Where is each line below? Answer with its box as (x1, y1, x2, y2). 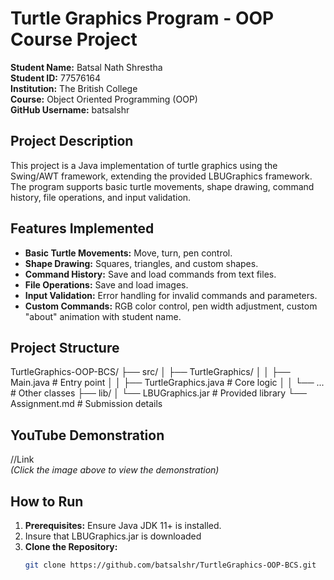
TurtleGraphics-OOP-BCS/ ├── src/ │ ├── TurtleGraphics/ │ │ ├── (10, 366, 291, 378)
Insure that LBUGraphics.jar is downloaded (24, 530, 202, 542)
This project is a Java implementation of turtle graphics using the (10, 159, 278, 171)
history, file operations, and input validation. (10, 191, 192, 203)
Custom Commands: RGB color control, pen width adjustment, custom (24, 300, 318, 312)
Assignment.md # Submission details (10, 398, 163, 410)
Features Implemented (10, 220, 155, 237)
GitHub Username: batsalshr (10, 103, 130, 116)
